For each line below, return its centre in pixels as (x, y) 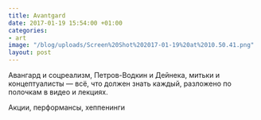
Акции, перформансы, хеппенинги (67, 107)
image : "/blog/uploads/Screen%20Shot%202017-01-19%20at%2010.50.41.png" (131, 45)
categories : (28, 30)
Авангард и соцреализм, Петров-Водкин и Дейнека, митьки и (114, 75)
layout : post (30, 52)
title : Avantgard (37, 15)
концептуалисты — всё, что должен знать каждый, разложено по (120, 83)
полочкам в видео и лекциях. (58, 92)
